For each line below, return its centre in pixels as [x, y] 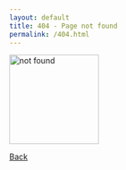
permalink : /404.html [50, 34]
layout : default [39, 17]
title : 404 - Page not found [63, 26]
